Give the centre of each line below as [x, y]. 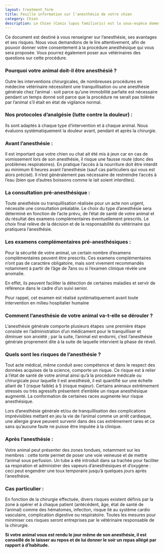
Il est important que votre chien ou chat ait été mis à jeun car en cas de [76, 154]
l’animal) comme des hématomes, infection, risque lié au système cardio [78, 509]
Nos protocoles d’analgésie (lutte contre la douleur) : [69, 115]
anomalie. [15, 273]
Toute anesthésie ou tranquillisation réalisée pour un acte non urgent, [75, 203]
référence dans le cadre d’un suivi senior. [47, 288]
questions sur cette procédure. [36, 58]
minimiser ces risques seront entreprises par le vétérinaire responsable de [80, 520]
